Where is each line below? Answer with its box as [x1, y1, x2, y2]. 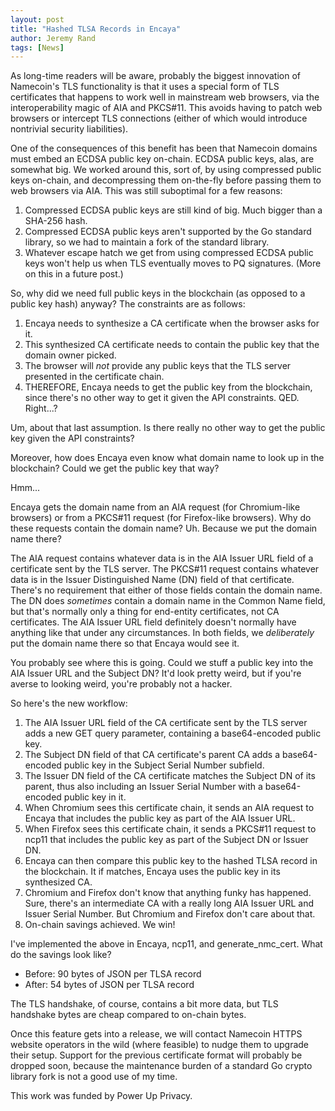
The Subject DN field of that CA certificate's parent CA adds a [24, 749, 281, 761]
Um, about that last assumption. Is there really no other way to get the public [10, 422, 326, 434]
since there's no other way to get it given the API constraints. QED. [24, 392, 300, 404]
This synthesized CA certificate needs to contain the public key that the [24, 339, 320, 351]
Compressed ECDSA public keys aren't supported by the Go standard [24, 226, 312, 238]
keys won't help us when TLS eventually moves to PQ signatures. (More [24, 257, 322, 270]
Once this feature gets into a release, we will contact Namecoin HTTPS [10, 1028, 303, 1040]
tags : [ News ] [10, 42, 65, 53]
